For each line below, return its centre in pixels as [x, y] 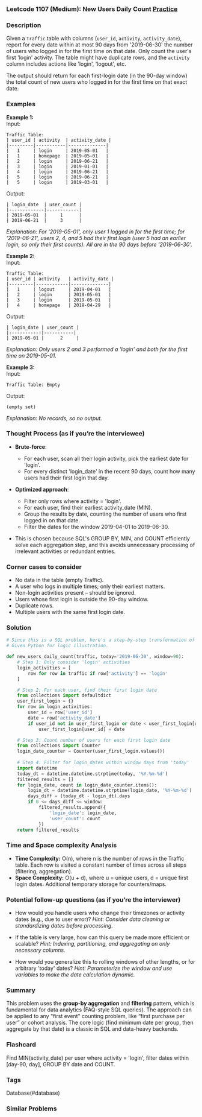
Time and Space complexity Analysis [62, 845]
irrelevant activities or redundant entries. [65, 551]
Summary [21, 990]
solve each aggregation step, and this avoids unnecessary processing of [105, 545]
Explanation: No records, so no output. [54, 418]
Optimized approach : [42, 489]
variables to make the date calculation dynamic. [75, 975]
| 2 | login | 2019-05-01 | [59, 294]
